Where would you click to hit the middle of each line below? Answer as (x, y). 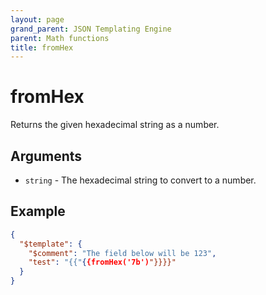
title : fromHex (42, 47)
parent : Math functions (60, 38)
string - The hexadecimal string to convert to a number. (140, 180)
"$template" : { (51, 244)
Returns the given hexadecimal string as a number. (115, 125)
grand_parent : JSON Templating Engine (91, 29)
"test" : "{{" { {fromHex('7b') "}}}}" (102, 262)
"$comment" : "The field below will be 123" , (122, 253)
